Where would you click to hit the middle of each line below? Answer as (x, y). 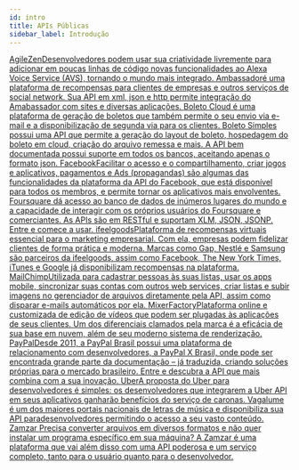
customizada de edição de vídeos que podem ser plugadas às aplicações (144, 315)
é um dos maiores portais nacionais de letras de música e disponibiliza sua (146, 409)
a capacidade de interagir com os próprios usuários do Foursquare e (135, 211)
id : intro (28, 17)
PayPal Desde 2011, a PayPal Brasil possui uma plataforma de (121, 343)
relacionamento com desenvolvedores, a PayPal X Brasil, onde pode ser (141, 352)
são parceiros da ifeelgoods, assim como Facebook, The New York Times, (145, 258)
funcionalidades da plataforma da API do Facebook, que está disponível (141, 182)
